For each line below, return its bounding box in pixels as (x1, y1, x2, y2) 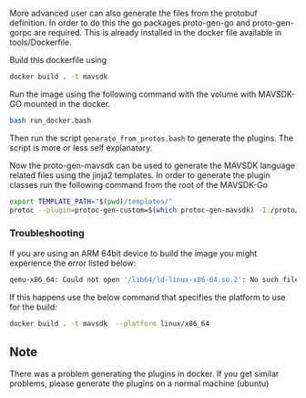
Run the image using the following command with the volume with (9, 89, 257, 99)
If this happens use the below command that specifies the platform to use (9, 291, 286, 302)
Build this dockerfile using (9, 55, 107, 65)
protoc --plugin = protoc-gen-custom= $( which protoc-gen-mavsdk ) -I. (9, 205, 271, 215)
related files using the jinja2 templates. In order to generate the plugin (9, 169, 270, 181)
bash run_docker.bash (9, 116, 92, 125)
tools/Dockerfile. (9, 37, 72, 47)
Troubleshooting (9, 227, 85, 240)
